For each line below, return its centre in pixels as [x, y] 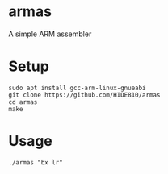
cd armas [23, 102]
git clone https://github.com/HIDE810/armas [84, 95]
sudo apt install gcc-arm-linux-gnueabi [78, 88]
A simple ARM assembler [50, 34]
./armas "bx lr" [36, 162]
